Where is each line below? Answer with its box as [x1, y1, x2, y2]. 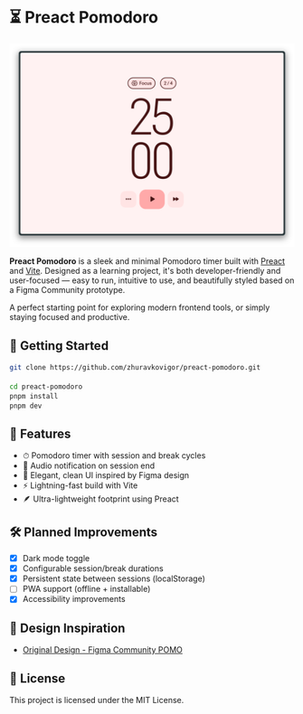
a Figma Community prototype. [9, 285, 126, 296]
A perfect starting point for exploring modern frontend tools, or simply [9, 302, 270, 313]
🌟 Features [9, 426, 71, 441]
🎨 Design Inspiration [9, 620, 126, 635]
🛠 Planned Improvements [9, 524, 158, 540]
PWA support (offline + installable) [22, 584, 151, 595]
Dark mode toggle [22, 553, 90, 564]
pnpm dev [9, 401, 43, 410]
